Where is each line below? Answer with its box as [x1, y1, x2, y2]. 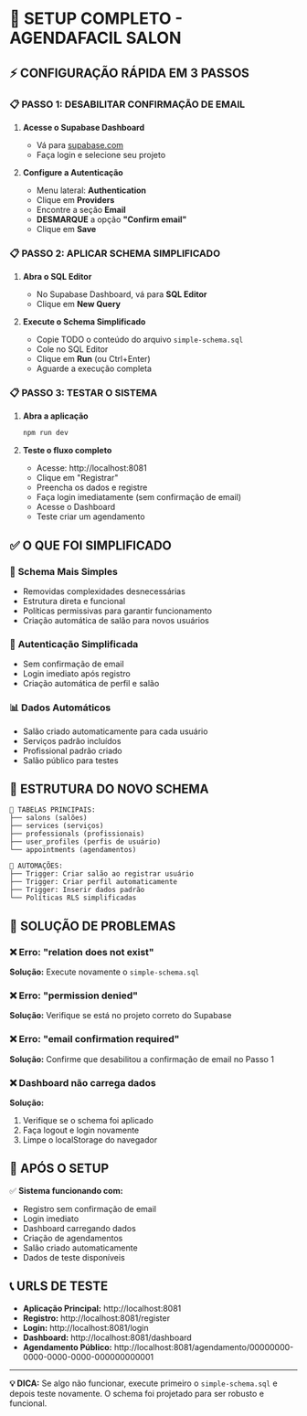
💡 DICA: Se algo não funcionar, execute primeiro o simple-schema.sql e [9, 1378, 278, 1389]
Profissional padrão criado [22, 745, 122, 756]
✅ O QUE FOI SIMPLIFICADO [9, 538, 172, 553]
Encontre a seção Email [36, 204, 126, 215]
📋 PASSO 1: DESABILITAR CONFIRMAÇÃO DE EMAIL [9, 98, 245, 111]
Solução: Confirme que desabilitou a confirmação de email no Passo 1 [9, 1053, 274, 1064]
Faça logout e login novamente [22, 1124, 140, 1136]
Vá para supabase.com [36, 139, 124, 150]
